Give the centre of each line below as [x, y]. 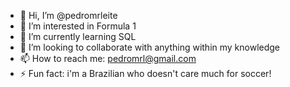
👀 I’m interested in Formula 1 [78, 26]
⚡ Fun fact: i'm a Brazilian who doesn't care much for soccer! [145, 73]
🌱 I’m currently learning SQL [78, 36]
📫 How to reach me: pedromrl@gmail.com [108, 58]
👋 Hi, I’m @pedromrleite [68, 15]
